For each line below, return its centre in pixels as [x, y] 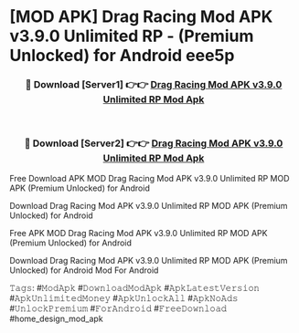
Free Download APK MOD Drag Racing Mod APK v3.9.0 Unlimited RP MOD [149, 178]
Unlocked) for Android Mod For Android [84, 270]
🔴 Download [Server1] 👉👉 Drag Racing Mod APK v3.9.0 [154, 85]
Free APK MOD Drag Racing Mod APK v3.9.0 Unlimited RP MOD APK [139, 233]
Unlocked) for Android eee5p [122, 56]
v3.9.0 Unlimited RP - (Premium [132, 36]
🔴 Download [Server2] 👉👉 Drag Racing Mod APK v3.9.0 [154, 143]
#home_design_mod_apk [56, 318]
